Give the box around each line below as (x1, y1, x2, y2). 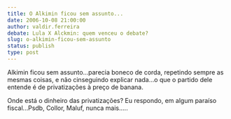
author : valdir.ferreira (7, 23, 80, 30)
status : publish (7, 42, 55, 49)
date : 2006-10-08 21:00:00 (7, 17, 86, 24)
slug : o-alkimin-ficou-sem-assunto (7, 36, 111, 43)
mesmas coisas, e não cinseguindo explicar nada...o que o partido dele (7, 75, 213, 84)
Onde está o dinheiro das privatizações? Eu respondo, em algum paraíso (7, 96, 217, 104)
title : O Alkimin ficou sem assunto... (7, 10, 124, 17)
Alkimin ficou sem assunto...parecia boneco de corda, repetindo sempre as (7, 68, 224, 77)
